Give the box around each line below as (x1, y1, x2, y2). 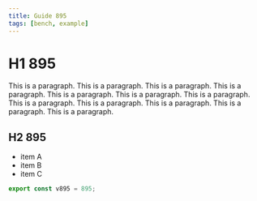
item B (19, 160, 42, 170)
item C (19, 169, 43, 179)
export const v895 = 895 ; (8, 185, 96, 193)
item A (19, 152, 42, 162)
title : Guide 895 (8, 11, 67, 20)
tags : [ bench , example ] (8, 19, 89, 28)
